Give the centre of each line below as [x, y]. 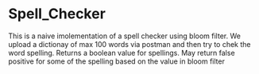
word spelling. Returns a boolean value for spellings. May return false [122, 53]
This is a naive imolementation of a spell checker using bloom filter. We [124, 36]
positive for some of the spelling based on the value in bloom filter [116, 61]
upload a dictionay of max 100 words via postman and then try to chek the [129, 44]
